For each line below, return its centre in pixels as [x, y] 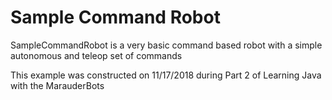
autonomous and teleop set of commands [96, 55]
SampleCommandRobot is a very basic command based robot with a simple [166, 45]
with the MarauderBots [57, 85]
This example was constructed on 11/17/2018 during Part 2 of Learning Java [166, 75]
